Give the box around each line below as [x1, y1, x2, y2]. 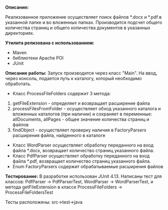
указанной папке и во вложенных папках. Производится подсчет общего [5, 20, 162, 25]
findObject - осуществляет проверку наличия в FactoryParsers [12, 127, 146, 133]
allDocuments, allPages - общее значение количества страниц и [12, 116, 149, 122]
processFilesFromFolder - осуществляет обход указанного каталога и [12, 106, 161, 111]
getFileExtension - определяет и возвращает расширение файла [12, 100, 150, 106]
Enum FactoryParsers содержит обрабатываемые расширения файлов [12, 164, 163, 169]
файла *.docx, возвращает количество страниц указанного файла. [12, 148, 154, 153]
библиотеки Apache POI [12, 55, 64, 61]
